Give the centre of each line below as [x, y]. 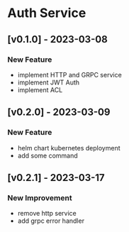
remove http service [47, 214]
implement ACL [40, 89]
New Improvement [40, 198]
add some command [47, 155]
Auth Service [47, 13]
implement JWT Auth [49, 82]
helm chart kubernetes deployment [69, 148]
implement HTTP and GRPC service [69, 74]
